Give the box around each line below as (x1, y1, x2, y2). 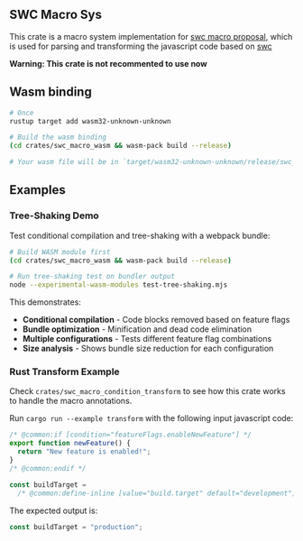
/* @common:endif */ (9, 463, 87, 472)
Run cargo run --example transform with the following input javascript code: (9, 413, 294, 424)
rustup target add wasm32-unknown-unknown (9, 116, 171, 125)
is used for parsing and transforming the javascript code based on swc (9, 41, 272, 51)
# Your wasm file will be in (9, 158, 119, 167)
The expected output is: (9, 505, 98, 516)
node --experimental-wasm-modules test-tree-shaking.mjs (9, 280, 228, 289)
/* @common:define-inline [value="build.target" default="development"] (17, 489, 297, 498)
